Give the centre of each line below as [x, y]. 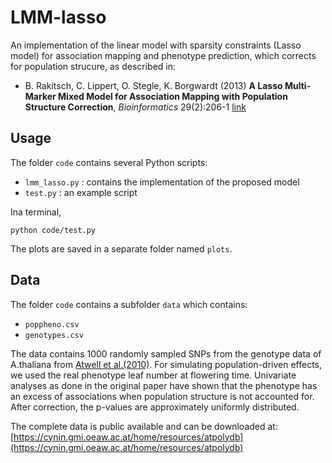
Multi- [298, 85]
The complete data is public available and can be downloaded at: [144, 426]
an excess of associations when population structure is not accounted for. [162, 396]
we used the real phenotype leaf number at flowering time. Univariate [153, 375]
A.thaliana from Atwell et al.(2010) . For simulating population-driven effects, [166, 364]
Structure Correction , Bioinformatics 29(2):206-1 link [135, 107]
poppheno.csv [52, 324]
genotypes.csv [54, 335]
